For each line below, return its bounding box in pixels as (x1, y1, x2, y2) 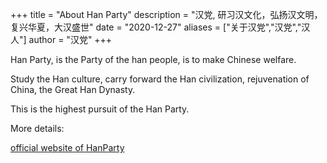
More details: (10, 123, 65, 134)
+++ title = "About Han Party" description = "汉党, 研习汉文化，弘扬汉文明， (10, 9, 323, 20)
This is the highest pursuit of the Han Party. (10, 103, 190, 115)
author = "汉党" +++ (28, 34, 113, 45)
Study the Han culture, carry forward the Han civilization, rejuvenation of (10, 73, 310, 85)
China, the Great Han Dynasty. (10, 84, 136, 95)
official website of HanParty (10, 142, 125, 153)
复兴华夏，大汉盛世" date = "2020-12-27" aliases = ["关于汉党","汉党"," (10, 21, 302, 33)
